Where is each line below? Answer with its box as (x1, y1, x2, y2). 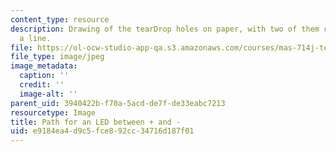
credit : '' (19, 80, 65, 90)
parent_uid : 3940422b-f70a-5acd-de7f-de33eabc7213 (10, 98, 226, 108)
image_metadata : (10, 61, 78, 71)
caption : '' (19, 71, 70, 81)
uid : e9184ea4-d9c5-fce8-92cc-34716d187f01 (10, 126, 195, 136)
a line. (19, 33, 52, 43)
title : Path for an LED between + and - (10, 117, 182, 127)
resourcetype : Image (10, 107, 97, 118)
